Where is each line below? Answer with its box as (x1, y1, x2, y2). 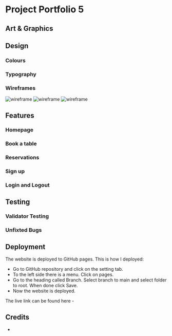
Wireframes (5, 84, 36, 91)
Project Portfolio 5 (5, 4, 84, 15)
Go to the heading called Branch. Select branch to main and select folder (12, 277, 167, 283)
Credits (5, 312, 30, 322)
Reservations (5, 154, 40, 161)
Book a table (5, 140, 37, 147)
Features (5, 111, 34, 120)
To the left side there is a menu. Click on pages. (12, 271, 114, 278)
